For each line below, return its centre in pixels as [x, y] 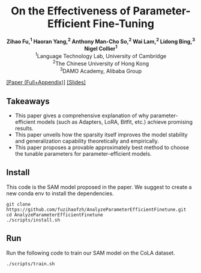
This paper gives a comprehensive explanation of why [82, 116]
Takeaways [28, 101]
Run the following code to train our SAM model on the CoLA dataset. [91, 253]
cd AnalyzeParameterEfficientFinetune [55, 215]
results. [24, 128]
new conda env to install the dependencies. [60, 193]
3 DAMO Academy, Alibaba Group [101, 70]
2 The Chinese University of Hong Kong [101, 63]
